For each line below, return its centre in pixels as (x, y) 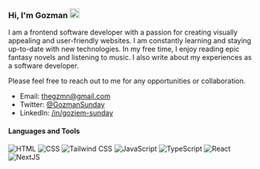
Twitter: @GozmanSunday (62, 105)
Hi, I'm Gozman (38, 15)
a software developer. (43, 66)
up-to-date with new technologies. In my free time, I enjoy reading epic (124, 49)
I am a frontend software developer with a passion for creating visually (123, 32)
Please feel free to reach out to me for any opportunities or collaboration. (127, 81)
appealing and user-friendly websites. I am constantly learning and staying (130, 41)
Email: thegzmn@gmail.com (65, 96)
